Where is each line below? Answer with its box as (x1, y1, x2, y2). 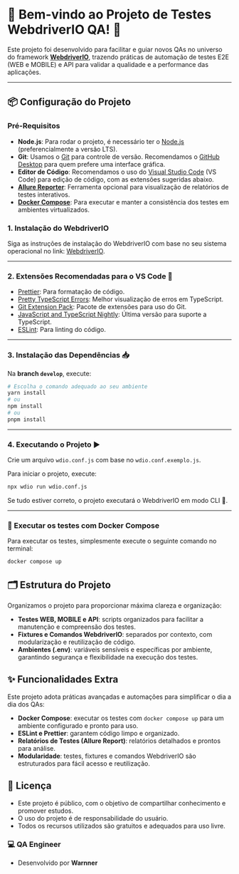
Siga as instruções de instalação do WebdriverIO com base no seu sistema (7, 239, 227, 248)
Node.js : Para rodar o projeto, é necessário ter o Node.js (17, 137, 185, 145)
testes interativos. (17, 190, 70, 199)
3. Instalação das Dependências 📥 (7, 350, 129, 360)
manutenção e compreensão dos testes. (17, 623, 137, 631)
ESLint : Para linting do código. (17, 326, 107, 334)
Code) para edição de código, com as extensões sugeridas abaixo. (17, 175, 215, 184)
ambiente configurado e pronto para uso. (17, 721, 139, 729)
